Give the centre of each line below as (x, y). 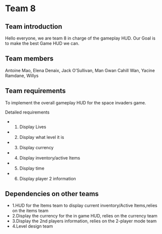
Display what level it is (42, 137)
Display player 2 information (48, 178)
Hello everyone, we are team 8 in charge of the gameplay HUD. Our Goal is (80, 38)
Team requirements (35, 91)
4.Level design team (32, 226)
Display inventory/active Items (50, 158)
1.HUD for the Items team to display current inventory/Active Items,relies (85, 206)
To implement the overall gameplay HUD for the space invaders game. (76, 102)
